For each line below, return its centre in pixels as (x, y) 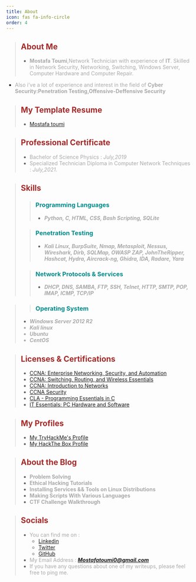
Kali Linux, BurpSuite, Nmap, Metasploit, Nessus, (106, 246)
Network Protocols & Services (79, 274)
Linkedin (48, 541)
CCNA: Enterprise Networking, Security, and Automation (98, 373)
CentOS (39, 340)
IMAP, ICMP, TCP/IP (69, 293)
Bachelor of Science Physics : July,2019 (78, 157)
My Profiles (42, 423)
